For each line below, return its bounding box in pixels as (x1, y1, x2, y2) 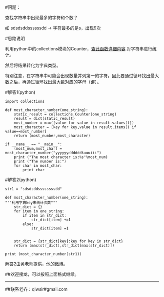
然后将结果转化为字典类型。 (5, 63, 61, 68)
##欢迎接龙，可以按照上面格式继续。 (5, 271, 79, 277)
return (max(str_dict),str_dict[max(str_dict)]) (14, 243, 115, 248)
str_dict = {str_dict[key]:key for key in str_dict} (14, 239, 123, 244)
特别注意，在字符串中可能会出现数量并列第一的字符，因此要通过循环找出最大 (5, 73, 159, 78)
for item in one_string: (14, 209, 64, 214)
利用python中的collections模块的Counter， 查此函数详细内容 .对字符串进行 (5, 46, 153, 51)
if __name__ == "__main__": (5, 142, 62, 147)
